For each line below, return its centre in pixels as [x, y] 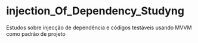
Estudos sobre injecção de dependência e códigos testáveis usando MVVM [99, 27]
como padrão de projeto [36, 33]
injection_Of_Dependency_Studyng [95, 11]
